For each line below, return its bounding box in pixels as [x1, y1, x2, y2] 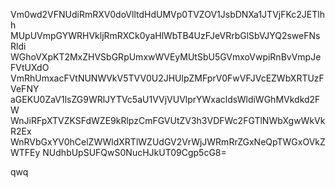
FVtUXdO [10, 62, 50, 73]
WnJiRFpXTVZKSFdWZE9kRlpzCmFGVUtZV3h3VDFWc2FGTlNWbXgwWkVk [10, 115, 326, 126]
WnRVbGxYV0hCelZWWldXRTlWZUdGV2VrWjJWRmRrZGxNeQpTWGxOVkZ [10, 136, 326, 148]
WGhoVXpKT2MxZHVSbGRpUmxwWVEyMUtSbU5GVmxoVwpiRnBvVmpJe [10, 51, 322, 63]
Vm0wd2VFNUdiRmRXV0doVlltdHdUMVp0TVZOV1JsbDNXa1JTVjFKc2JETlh [10, 9, 325, 20]
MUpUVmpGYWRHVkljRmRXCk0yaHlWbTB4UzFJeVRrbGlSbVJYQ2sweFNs [10, 30, 321, 41]
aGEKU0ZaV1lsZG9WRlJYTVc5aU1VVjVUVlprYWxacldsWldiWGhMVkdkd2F [10, 94, 321, 105]
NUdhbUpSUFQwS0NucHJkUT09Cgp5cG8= [42, 147, 227, 158]
